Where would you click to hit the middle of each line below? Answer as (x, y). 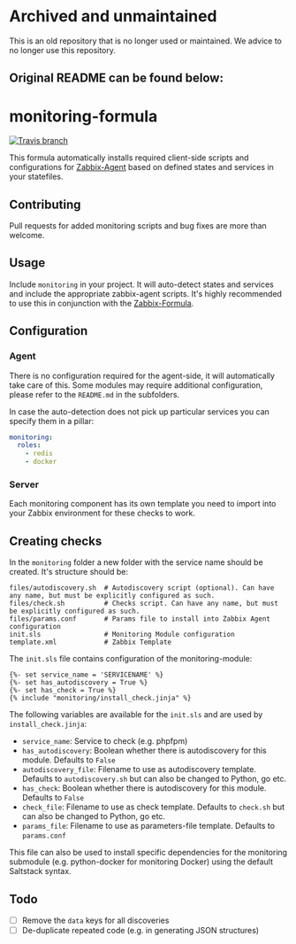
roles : (29, 445)
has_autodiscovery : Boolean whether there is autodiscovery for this (144, 751)
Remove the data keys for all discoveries (95, 920)
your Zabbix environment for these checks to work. (102, 513)
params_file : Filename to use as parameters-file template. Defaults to (148, 826)
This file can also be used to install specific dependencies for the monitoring (148, 853)
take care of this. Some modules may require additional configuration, (136, 385)
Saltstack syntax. (41, 871)
